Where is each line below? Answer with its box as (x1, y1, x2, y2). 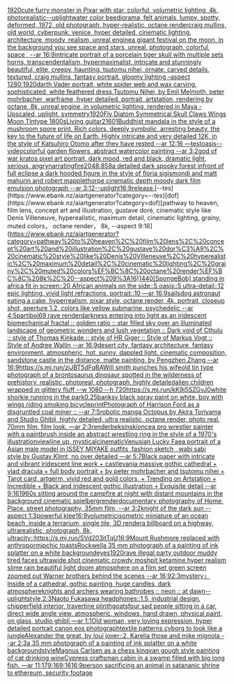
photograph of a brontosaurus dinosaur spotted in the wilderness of (7, 371, 202, 379)
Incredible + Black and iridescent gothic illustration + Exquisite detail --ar (7, 482, 217, 490)
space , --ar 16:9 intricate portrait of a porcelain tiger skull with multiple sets (7, 50, 224, 59)
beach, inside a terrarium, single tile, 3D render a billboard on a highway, (7, 519, 214, 527)
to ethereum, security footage (7, 669, 93, 676)
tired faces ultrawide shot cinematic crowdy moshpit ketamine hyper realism (7, 556, 226, 564)
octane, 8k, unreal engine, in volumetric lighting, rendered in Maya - (7, 103, 202, 110)
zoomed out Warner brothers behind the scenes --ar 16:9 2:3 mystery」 (7, 572, 210, 580)
